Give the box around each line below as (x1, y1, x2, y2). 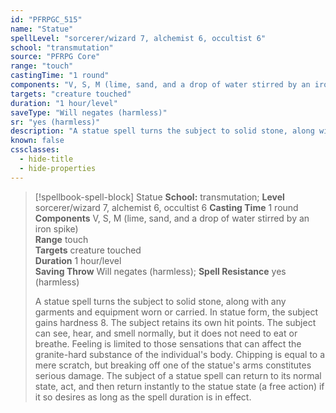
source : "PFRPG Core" (10, 52, 101, 62)
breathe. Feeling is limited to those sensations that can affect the (34, 337, 302, 350)
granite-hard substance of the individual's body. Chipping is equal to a (34, 348, 326, 360)
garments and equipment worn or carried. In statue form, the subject (34, 306, 318, 318)
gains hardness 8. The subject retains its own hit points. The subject (34, 316, 317, 328)
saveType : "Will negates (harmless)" (10, 107, 168, 118)
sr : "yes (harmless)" (10, 117, 101, 127)
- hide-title (19, 154, 74, 164)
